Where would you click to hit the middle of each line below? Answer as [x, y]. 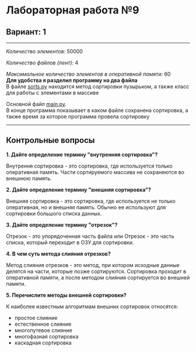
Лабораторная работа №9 [73, 10]
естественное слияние [43, 324]
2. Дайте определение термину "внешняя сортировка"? [79, 189]
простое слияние [36, 317]
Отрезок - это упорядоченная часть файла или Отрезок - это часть [90, 236]
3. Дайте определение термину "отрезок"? [62, 225]
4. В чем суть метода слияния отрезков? [58, 254]
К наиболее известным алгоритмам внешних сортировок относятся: [92, 306]
